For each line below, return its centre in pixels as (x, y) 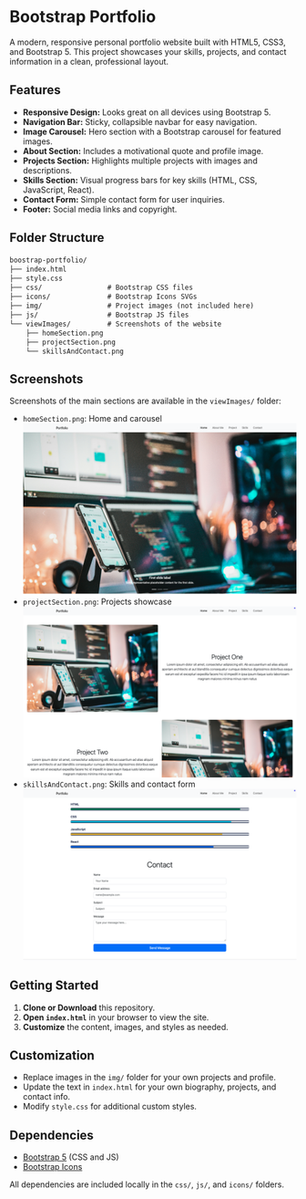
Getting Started (54, 986)
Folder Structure (57, 238)
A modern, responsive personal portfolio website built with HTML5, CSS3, (148, 42)
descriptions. (47, 170)
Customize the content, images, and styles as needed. (126, 1027)
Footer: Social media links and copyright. (100, 209)
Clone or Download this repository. (89, 1007)
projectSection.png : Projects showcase (97, 601)
